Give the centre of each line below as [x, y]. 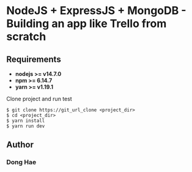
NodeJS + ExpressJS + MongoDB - [96, 11]
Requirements [34, 59]
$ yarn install [26, 121]
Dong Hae [21, 162]
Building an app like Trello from [87, 24]
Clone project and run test [39, 99]
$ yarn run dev [26, 126]
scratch [26, 37]
